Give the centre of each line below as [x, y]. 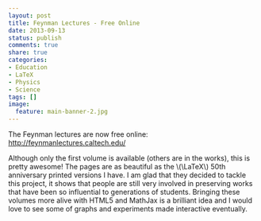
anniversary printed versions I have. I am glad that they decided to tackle [127, 175]
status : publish [35, 38]
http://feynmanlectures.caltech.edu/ [67, 143]
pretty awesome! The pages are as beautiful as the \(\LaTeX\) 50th [117, 167]
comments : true [33, 45]
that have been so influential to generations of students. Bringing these [124, 192]
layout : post [30, 16]
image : [19, 104]
